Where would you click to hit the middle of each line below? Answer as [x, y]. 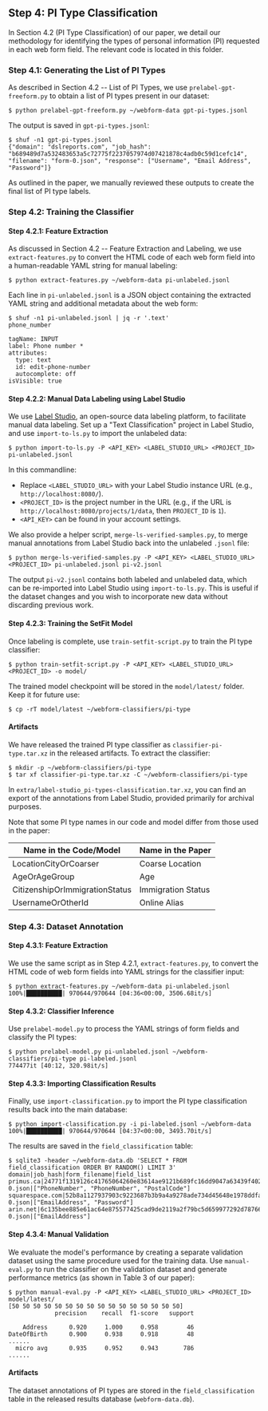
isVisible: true [35, 381]
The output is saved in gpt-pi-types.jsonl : [79, 125]
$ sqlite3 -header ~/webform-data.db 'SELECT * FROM [98, 1161]
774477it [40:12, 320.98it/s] [59, 1066]
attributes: [28, 353]
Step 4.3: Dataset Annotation [66, 926]
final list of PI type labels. [50, 192]
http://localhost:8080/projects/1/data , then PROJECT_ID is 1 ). [123, 511]
